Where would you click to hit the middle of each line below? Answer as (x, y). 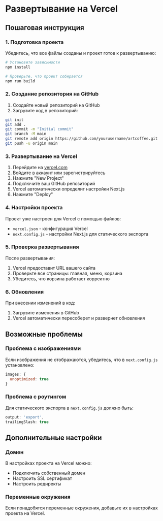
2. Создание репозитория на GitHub (52, 94)
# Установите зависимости (32, 62)
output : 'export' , (25, 417)
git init (14, 120)
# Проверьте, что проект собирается (44, 76)
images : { (16, 374)
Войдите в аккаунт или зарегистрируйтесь (59, 173)
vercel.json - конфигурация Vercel (50, 229)
